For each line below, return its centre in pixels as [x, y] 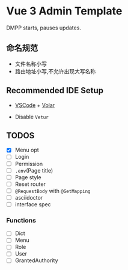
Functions [21, 220]
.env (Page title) [34, 170]
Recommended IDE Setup [55, 91]
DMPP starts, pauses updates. [44, 28]
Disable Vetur [32, 117]
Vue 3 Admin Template [64, 11]
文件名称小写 [31, 64]
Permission [29, 164]
